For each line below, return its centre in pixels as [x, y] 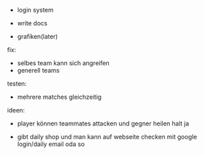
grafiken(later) [38, 36]
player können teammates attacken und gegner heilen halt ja [103, 123]
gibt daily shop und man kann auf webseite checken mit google [107, 137]
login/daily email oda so [51, 144]
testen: [17, 84]
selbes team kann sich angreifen [63, 63]
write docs [32, 23]
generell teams [38, 70]
